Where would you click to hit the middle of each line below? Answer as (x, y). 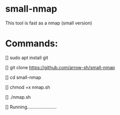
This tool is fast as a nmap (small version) (49, 23)
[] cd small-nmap (23, 77)
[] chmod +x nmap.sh (28, 87)
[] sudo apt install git (27, 57)
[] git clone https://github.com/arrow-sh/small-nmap (60, 67)
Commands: (32, 44)
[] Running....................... (31, 107)
